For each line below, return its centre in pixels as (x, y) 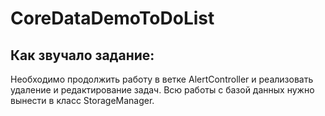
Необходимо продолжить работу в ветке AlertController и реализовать (162, 79)
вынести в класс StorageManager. (82, 100)
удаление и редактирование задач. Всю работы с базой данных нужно (162, 90)
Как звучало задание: (82, 55)
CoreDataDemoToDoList (112, 18)
